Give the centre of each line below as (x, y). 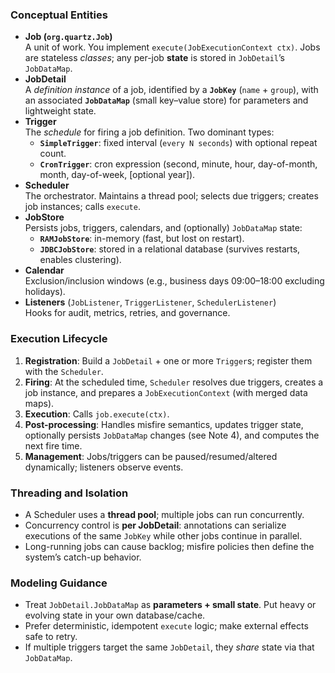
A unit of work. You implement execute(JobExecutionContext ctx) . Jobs (172, 47)
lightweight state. (60, 111)
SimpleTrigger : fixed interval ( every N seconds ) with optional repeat (178, 143)
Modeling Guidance (59, 583)
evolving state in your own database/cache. (115, 615)
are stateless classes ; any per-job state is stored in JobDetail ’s (154, 58)
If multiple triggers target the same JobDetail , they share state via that (169, 647)
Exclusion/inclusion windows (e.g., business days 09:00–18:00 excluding (174, 281)
